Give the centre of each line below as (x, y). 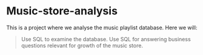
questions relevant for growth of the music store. (82, 45)
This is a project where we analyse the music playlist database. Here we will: (102, 27)
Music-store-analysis (62, 11)
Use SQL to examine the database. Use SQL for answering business (106, 39)
